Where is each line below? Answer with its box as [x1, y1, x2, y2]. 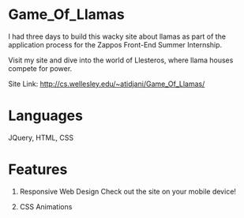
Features [8, 160, 68, 179]
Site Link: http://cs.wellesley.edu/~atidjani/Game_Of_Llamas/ [8, 79, 205, 88]
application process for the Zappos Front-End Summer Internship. [8, 39, 223, 49]
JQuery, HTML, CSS [8, 133, 74, 142]
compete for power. [8, 63, 73, 73]
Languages [8, 107, 83, 125]
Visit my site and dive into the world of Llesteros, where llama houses [8, 55, 234, 65]
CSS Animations [19, 201, 73, 211]
